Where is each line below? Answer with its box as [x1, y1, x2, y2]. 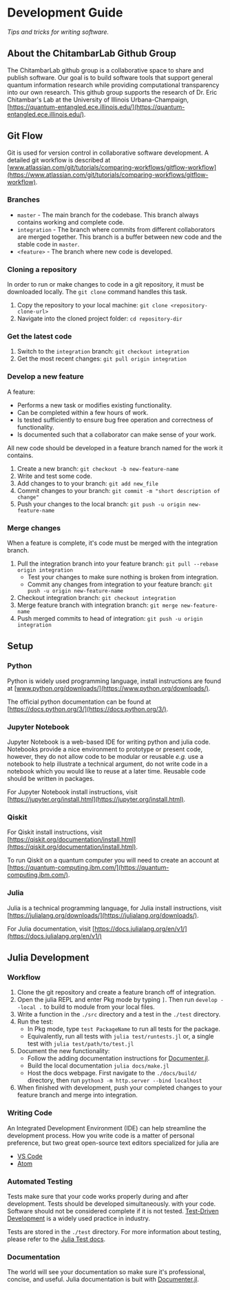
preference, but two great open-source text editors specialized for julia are [7, 1138, 219, 1147]
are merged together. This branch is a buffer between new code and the [17, 233, 222, 241]
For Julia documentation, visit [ [7, 924, 95, 933]
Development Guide [7, 5, 123, 21]
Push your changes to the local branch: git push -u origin [17, 499, 186, 508]
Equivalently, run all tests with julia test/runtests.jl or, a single [27, 1032, 214, 1041]
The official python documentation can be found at [7, 697, 151, 706]
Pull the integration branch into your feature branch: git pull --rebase [17, 559, 219, 568]
